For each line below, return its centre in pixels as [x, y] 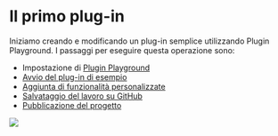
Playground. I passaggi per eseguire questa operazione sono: [122, 50]
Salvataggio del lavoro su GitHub [82, 96]
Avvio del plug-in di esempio [74, 76]
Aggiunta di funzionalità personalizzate [94, 86]
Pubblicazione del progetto [72, 105]
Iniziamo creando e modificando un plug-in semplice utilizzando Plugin [139, 41]
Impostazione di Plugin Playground [86, 68]
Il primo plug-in [67, 16]
